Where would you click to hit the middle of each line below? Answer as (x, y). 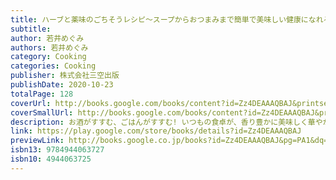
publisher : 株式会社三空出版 (65, 76)
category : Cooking (48, 57)
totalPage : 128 (42, 94)
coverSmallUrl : (42, 112)
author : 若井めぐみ (47, 38)
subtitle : (31, 29)
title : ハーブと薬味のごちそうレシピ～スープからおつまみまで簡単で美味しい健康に (159, 19)
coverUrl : (31, 103)
